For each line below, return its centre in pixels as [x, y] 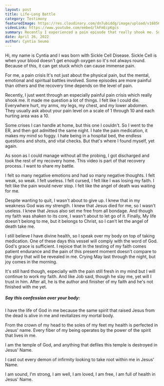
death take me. [20, 226]
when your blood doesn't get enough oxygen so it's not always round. [75, 60]
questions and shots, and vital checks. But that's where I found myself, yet [80, 141]
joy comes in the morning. [31, 261]
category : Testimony [26, 19]
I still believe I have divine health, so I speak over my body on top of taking [80, 236]
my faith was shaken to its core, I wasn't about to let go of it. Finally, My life [81, 216]
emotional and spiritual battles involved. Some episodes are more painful [78, 80]
